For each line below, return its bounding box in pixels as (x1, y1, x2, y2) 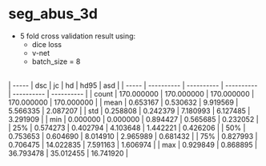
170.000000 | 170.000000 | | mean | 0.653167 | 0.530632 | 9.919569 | (8, 97, 239, 107)
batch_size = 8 (31, 57, 81, 66)
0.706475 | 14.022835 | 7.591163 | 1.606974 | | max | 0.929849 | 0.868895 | (8, 140, 258, 149)
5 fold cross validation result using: (19, 31, 136, 41)
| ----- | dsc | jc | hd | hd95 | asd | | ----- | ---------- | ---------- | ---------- (8, 81, 258, 90)
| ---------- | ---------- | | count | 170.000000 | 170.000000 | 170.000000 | (8, 89, 255, 98)
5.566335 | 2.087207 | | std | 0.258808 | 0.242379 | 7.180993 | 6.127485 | (8, 105, 251, 116)
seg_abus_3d (8, 5, 99, 23)
